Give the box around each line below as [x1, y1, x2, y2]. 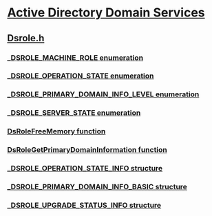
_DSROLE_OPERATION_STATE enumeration [7, 71, 154, 80]
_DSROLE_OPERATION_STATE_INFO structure [7, 164, 163, 173]
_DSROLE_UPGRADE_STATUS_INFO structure [7, 200, 162, 210]
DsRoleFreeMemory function [7, 127, 106, 136]
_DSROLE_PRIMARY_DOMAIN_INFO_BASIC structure [7, 182, 188, 191]
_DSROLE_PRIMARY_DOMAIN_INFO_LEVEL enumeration [7, 89, 200, 99]
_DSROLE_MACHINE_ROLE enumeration [7, 53, 143, 63]
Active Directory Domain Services [7, 5, 205, 21]
